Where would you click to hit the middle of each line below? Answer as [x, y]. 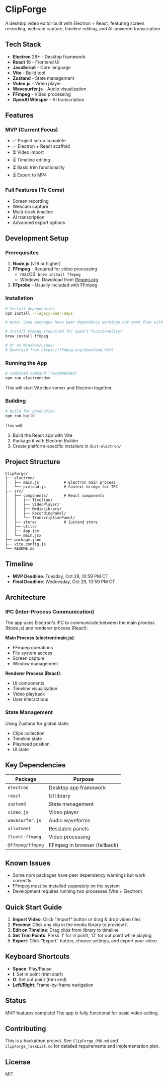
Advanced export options [39, 222]
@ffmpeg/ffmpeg [26, 845]
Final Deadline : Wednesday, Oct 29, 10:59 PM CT [64, 582]
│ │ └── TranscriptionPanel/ [40, 518]
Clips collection [28, 733]
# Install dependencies [30, 309]
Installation [19, 298]
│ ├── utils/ [21, 526]
